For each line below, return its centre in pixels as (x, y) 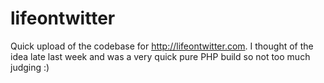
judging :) (30, 67)
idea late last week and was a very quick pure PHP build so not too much (160, 56)
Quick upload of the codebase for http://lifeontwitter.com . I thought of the (162, 46)
